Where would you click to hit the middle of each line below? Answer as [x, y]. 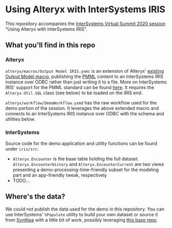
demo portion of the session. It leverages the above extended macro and [82, 108]
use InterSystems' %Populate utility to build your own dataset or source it [82, 214]
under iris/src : [22, 149]
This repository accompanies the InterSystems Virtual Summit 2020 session [85, 24]
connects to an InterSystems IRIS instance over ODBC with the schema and [85, 113]
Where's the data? [35, 196]
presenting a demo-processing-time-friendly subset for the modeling [86, 170]
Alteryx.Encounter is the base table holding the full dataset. [76, 159]
